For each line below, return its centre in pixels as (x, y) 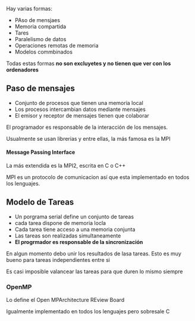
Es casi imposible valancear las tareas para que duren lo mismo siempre (95, 271)
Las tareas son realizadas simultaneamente (68, 236)
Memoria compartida (40, 27)
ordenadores (22, 70)
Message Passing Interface (41, 152)
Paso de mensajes (41, 89)
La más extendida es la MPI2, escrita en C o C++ (66, 166)
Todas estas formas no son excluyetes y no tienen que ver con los (89, 63)
